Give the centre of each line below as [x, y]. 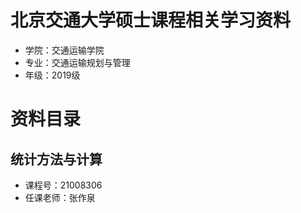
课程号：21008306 [63, 185]
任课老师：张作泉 [60, 197]
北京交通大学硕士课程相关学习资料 [151, 20]
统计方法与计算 [56, 159]
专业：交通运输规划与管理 [77, 62]
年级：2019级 [52, 75]
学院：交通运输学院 [64, 50]
